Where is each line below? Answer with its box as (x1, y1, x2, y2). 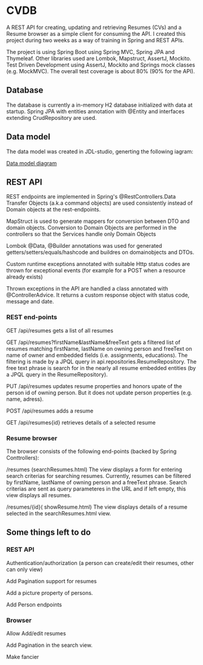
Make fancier (6, 653, 39, 660)
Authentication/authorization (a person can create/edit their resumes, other (6, 559, 194, 566)
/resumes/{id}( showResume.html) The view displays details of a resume (6, 503, 188, 511)
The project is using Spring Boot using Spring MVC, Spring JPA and (6, 48, 175, 55)
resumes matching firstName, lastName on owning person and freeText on (6, 345, 192, 352)
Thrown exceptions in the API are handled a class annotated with (6, 285, 168, 293)
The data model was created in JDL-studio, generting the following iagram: (6, 148, 194, 155)
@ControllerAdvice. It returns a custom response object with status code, (6, 291, 190, 299)
